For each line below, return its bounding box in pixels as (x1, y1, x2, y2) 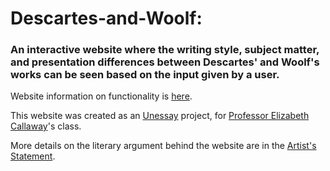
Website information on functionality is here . (10, 90, 193, 102)
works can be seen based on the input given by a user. (10, 68, 280, 82)
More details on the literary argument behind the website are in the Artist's (10, 140, 317, 152)
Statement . (10, 150, 56, 162)
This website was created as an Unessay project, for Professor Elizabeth (10, 110, 310, 122)
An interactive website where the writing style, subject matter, (10, 43, 320, 57)
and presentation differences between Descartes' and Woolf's (10, 55, 320, 69)
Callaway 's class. (10, 120, 82, 132)
